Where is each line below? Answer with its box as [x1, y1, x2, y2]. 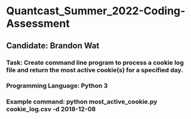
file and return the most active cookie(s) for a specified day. [6, 65, 183, 74]
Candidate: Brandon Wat [6, 40, 100, 51]
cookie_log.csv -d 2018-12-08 [6, 105, 96, 114]
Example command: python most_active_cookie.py [6, 98, 158, 106]
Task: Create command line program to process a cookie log [6, 58, 184, 67]
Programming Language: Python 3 [6, 82, 108, 90]
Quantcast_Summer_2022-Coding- [6, 4, 186, 18]
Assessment [6, 17, 70, 30]
